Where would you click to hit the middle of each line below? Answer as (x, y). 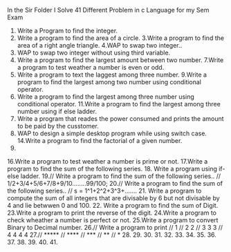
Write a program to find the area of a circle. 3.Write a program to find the (121, 38)
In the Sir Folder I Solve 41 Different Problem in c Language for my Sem (108, 10)
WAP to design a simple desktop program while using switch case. (112, 133)
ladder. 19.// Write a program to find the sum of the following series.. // (121, 176)
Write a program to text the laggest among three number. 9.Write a (112, 75)
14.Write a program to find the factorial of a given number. (100, 140)
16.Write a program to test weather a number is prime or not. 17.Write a (108, 161)
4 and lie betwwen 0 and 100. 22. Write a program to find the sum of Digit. (113, 205)
